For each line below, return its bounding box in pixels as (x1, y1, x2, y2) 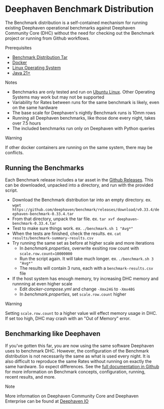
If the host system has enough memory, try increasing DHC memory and (12, 276, 159, 281)
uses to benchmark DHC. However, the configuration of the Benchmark (5, 348, 149, 354)
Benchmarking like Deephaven (5, 330, 101, 338)
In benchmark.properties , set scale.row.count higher (19, 291, 126, 297)
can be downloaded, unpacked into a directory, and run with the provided (5, 182, 153, 188)
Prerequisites (5, 45, 32, 51)
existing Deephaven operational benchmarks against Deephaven (5, 25, 136, 30)
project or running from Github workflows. (5, 35, 90, 41)
